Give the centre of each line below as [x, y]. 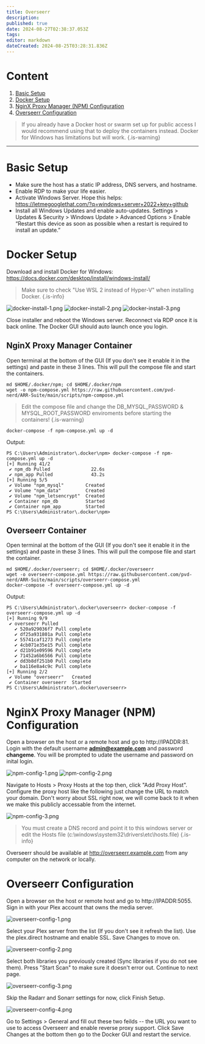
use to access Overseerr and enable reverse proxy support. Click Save [95, 1028]
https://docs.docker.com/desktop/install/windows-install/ [78, 278]
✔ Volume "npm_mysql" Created [57, 485]
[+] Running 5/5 [27, 480]
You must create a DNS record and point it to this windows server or [107, 828]
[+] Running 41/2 [28, 464]
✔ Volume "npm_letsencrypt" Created [57, 496]
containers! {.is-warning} [52, 419]
